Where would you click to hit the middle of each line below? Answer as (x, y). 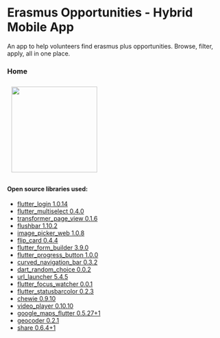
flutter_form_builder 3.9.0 (53, 248)
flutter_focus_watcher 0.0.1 (55, 284)
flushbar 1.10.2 (37, 226)
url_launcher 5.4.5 (42, 277)
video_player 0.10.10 (45, 306)
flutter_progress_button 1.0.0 (58, 255)
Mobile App (40, 27)
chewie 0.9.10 (36, 299)
